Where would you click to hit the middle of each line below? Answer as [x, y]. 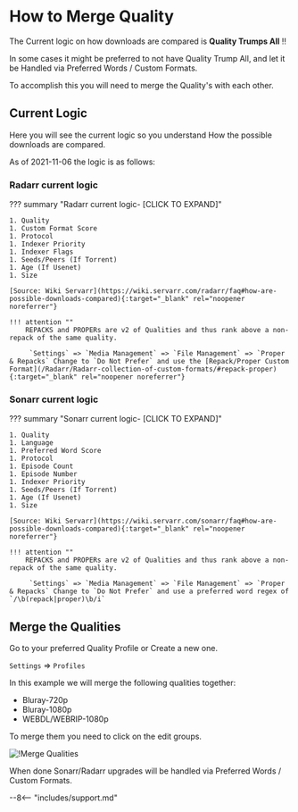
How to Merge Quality [91, 17]
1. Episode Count [41, 466]
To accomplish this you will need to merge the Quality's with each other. [141, 85]
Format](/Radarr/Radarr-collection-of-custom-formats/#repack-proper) [143, 369]
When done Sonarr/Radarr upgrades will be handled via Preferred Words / [145, 771]
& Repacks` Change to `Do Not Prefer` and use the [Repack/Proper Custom [149, 362]
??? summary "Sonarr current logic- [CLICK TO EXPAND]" [116, 419]
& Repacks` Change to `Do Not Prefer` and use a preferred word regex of [149, 591]
